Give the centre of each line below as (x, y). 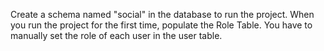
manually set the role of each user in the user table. (116, 35)
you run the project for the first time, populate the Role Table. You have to (161, 25)
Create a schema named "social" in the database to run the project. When (162, 14)
